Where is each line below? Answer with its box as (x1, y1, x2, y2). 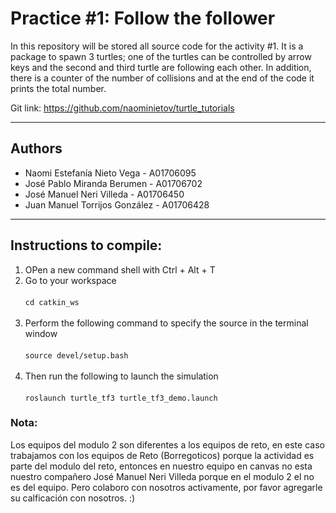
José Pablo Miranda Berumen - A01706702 (24, 177, 203, 189)
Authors (10, 140, 63, 157)
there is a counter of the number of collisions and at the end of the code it (10, 72, 315, 84)
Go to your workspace (24, 274, 117, 286)
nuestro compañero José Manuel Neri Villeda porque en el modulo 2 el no (10, 470, 315, 482)
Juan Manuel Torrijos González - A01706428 (24, 198, 210, 211)
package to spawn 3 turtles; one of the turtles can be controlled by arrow (10, 50, 312, 62)
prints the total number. (10, 82, 107, 94)
